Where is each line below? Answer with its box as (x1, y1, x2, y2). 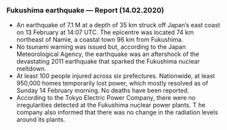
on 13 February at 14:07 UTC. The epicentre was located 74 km (16, 28, 194, 36)
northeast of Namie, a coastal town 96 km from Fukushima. (16, 36, 184, 44)
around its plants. (16, 116, 66, 124)
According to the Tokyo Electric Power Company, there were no (16, 94, 196, 102)
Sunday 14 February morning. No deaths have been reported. (16, 86, 189, 94)
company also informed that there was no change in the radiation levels (16, 108, 218, 116)
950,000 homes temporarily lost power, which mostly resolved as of (16, 79, 209, 88)
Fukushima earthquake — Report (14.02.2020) (6, 5, 165, 15)
